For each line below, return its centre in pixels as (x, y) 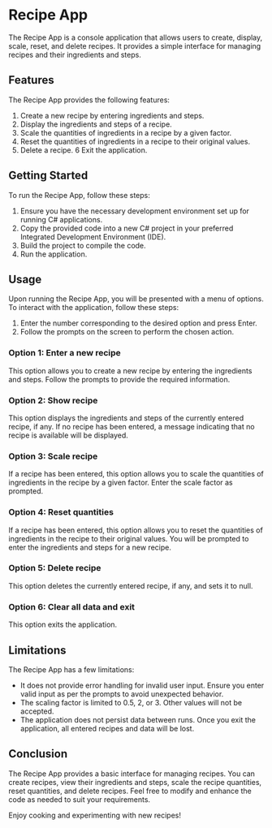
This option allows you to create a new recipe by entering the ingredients (130, 370)
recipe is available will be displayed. (68, 435)
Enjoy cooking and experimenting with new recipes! (95, 815)
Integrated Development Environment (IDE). (93, 236)
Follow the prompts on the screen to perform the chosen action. (127, 332)
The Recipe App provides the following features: (89, 100)
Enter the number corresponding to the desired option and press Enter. (138, 323)
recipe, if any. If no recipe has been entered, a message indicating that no (132, 426)
